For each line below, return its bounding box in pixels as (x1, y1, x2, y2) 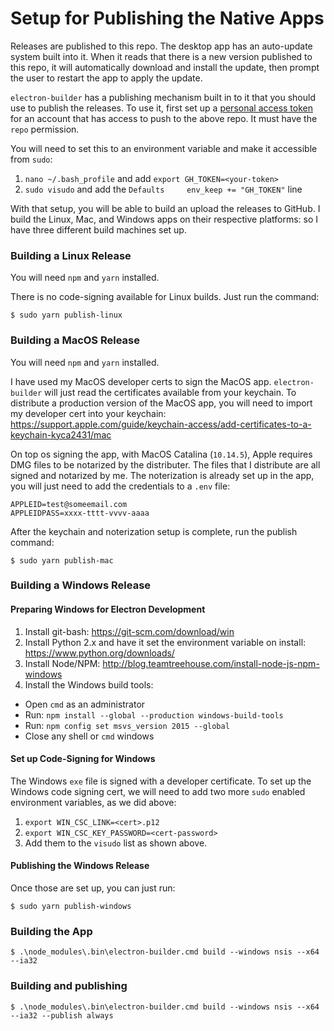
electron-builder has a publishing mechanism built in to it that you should (10, 91, 317, 103)
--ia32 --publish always (10, 1010, 114, 1021)
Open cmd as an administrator (24, 698, 146, 710)
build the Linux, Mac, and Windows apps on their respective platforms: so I (10, 213, 319, 225)
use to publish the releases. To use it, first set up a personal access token (10, 102, 314, 114)
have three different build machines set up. (10, 223, 187, 236)
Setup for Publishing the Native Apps (10, 7, 325, 30)
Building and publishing (10, 979, 128, 993)
